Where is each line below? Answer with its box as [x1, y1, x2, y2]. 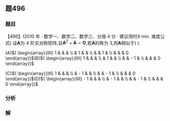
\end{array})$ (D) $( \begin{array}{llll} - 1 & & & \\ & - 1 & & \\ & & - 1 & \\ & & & [5, 76, 163, 82]
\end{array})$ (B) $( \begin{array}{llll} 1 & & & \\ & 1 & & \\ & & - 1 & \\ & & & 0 [5, 55, 161, 61]
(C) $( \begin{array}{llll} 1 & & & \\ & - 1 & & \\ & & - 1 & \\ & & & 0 [5, 70, 135, 76]
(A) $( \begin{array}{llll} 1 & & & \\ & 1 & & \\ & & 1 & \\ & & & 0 [5, 50, 129, 56]
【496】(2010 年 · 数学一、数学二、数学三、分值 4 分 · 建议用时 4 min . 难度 [5, 33, 161, 39]
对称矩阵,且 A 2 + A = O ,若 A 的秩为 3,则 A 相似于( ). [39, 39, 141, 46]
